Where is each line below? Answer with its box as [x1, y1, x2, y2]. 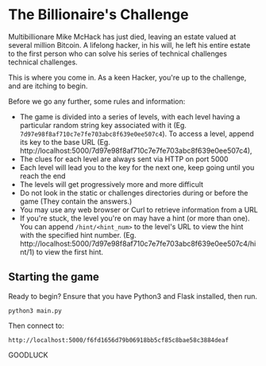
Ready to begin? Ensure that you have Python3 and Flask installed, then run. [8, 291, 258, 301]
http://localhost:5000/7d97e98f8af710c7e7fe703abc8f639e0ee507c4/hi [19, 239, 256, 248]
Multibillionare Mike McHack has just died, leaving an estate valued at [8, 32, 237, 41]
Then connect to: [8, 321, 65, 330]
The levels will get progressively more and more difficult [19, 179, 204, 189]
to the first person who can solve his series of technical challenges [8, 49, 228, 58]
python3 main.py [8, 306, 62, 315]
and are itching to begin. [8, 81, 88, 91]
